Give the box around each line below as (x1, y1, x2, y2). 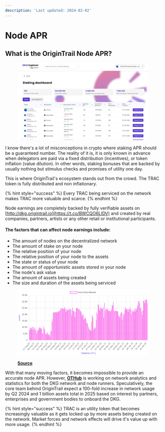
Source (17, 360, 33, 366)
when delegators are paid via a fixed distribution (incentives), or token (5, 155, 148, 161)
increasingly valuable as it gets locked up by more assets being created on (5, 411, 157, 417)
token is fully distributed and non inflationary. (5, 180, 97, 186)
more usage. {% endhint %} (5, 421, 62, 427)
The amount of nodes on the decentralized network (12, 238, 118, 244)
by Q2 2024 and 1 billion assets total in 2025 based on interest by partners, (5, 390, 158, 396)
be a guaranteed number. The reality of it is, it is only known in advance (5, 150, 151, 156)
